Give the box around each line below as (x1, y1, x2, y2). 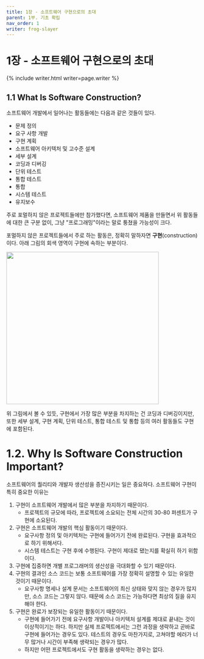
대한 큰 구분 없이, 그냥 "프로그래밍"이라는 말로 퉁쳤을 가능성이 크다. (12, 219, 172, 226)
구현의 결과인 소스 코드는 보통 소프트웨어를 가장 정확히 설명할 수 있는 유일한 (15, 569, 194, 577)
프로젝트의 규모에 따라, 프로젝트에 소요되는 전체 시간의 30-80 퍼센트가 (24, 509, 192, 516)
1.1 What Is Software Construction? (6, 92, 142, 102)
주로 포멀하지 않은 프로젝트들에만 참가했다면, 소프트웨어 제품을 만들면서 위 (6, 211, 182, 218)
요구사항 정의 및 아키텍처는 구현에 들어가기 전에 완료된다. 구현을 (24, 531, 175, 539)
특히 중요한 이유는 (6, 488, 49, 495)
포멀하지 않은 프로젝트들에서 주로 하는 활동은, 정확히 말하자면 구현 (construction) (6, 232, 198, 239)
